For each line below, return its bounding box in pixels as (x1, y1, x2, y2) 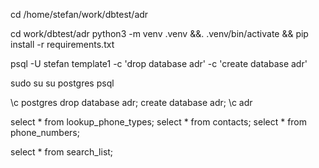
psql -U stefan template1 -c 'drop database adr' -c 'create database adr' (10, 58, 308, 69)
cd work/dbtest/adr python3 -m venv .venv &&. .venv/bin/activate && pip (10, 28, 309, 39)
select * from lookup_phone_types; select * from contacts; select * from (10, 116, 308, 128)
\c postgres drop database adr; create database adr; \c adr (10, 97, 253, 108)
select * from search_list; (10, 146, 114, 158)
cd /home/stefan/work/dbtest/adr (10, 9, 149, 20)
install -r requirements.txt (10, 39, 115, 50)
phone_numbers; (10, 127, 80, 138)
